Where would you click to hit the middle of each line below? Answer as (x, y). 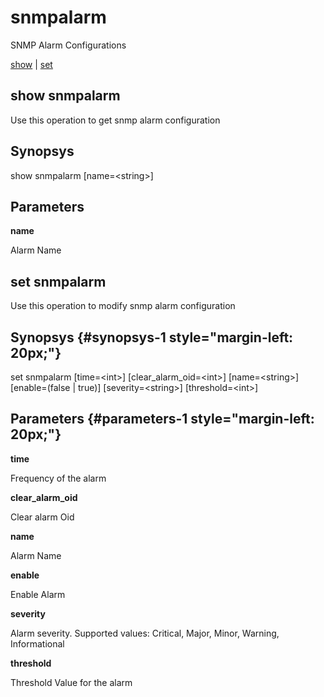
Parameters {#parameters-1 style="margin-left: (162, 419)
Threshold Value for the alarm (71, 682)
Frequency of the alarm (58, 478)
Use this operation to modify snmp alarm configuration (123, 306)
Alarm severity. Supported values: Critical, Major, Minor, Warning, (145, 633)
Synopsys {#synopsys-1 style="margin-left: (152, 337)
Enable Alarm (38, 594)
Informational (37, 643)
